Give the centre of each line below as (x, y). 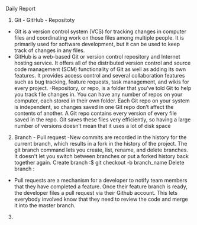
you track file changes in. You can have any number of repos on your (98, 94)
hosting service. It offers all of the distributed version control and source (102, 63)
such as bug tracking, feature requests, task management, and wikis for (102, 82)
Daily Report (21, 9)
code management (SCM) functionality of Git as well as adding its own (100, 69)
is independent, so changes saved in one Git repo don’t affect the (94, 107)
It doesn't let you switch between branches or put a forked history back (101, 156)
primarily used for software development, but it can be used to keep (97, 44)
